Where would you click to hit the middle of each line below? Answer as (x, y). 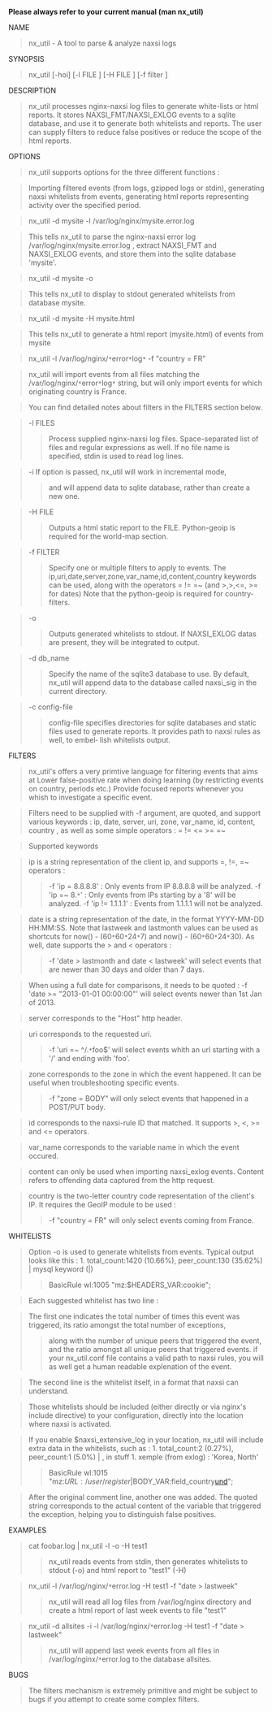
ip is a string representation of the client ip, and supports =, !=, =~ (138, 862)
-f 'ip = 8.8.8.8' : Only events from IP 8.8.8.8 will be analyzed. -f (155, 886)
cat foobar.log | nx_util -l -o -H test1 (88, 1546)
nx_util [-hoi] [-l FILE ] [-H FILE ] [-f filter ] (98, 75)
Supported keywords (63, 846)
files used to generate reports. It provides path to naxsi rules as (155, 731)
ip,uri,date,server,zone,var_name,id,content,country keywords (153, 576)
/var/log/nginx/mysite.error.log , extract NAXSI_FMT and (122, 245)
